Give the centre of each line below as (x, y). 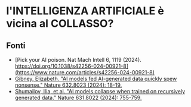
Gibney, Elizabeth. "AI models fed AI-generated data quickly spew (96, 79)
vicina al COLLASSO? (60, 23)
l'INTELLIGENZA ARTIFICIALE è (85, 11)
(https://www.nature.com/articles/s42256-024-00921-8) (85, 72)
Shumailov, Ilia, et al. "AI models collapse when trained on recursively (100, 91)
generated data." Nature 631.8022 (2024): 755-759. (78, 97)
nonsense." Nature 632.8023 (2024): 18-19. (68, 85)
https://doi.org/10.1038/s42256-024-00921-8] (72, 66)
